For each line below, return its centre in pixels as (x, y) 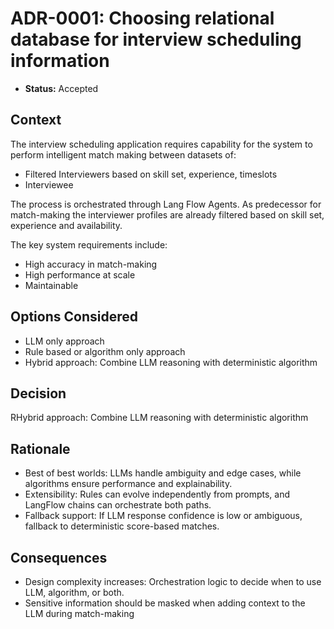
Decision (38, 393)
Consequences (59, 557)
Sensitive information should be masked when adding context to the (165, 603)
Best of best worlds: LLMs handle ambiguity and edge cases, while (163, 473)
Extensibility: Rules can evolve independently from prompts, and (157, 494)
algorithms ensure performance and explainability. (128, 484)
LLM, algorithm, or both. (74, 592)
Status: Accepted (61, 88)
